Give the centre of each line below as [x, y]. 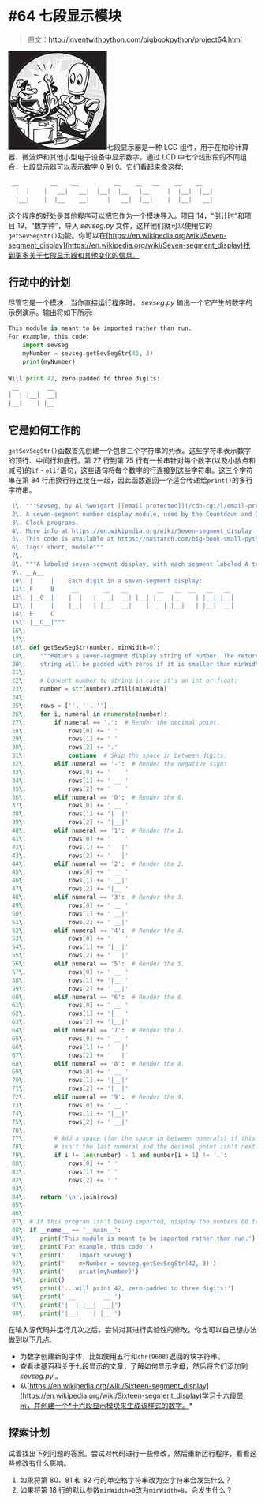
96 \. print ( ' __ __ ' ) [67, 1297]
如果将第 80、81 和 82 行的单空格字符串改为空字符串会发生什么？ [125, 1480]
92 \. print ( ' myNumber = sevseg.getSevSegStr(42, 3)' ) [114, 1264]
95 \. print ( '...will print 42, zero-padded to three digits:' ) [123, 1288]
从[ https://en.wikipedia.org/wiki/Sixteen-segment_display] [114, 1385]
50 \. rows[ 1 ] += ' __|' [70, 914]
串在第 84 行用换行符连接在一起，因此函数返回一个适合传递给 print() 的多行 [131, 480]
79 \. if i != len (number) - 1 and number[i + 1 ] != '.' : [119, 1156]
